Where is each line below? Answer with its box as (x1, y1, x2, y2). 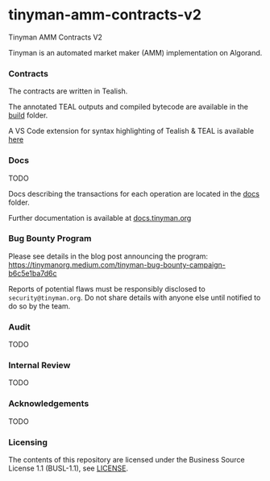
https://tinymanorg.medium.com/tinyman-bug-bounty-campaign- (8, 259, 226, 269)
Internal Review (8, 360, 71, 371)
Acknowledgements (8, 398, 89, 409)
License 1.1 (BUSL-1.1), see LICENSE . (8, 463, 129, 473)
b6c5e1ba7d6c (8, 268, 57, 278)
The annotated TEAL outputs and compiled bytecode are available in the (8, 102, 248, 112)
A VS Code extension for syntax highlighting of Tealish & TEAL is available (8, 126, 255, 136)
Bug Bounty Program (8, 233, 92, 244)
